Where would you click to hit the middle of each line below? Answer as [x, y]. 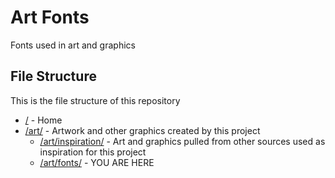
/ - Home [43, 120]
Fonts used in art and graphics [73, 45]
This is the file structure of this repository [95, 100]
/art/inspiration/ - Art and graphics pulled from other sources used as [182, 141]
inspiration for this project [93, 152]
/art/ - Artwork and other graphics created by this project [142, 130]
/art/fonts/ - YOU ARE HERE [97, 162]
